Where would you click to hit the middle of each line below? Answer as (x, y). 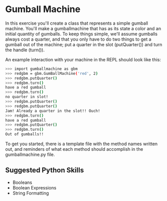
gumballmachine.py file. (30, 155)
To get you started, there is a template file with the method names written (81, 144)
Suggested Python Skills (45, 170)
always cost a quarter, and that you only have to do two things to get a (78, 39)
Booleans (22, 182)
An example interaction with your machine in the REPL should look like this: (83, 59)
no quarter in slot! (27, 97)
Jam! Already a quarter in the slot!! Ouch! (53, 111)
